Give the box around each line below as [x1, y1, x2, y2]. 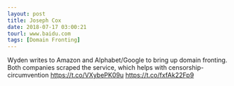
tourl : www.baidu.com [7, 30, 71, 37]
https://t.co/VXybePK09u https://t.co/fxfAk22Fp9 [50, 71, 194, 80]
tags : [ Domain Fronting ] [7, 37, 81, 44]
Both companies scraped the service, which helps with [7, 63, 168, 72]
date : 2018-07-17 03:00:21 [7, 23, 87, 30]
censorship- [168, 63, 204, 72]
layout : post [7, 10, 46, 18]
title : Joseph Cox [7, 17, 62, 24]
